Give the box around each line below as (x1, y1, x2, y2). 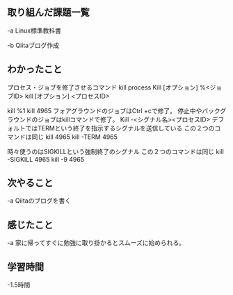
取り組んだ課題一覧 (7, 6, 90, 19)
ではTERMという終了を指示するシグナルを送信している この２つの (25, 124, 215, 132)
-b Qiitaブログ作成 (7, 41, 59, 49)
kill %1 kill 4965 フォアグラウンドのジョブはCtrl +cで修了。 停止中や (7, 106, 202, 115)
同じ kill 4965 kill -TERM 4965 (31, 133, 118, 141)
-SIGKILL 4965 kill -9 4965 (7, 155, 85, 163)
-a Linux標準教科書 (7, 26, 61, 35)
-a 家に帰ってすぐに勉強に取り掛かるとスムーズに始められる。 (7, 239, 186, 247)
